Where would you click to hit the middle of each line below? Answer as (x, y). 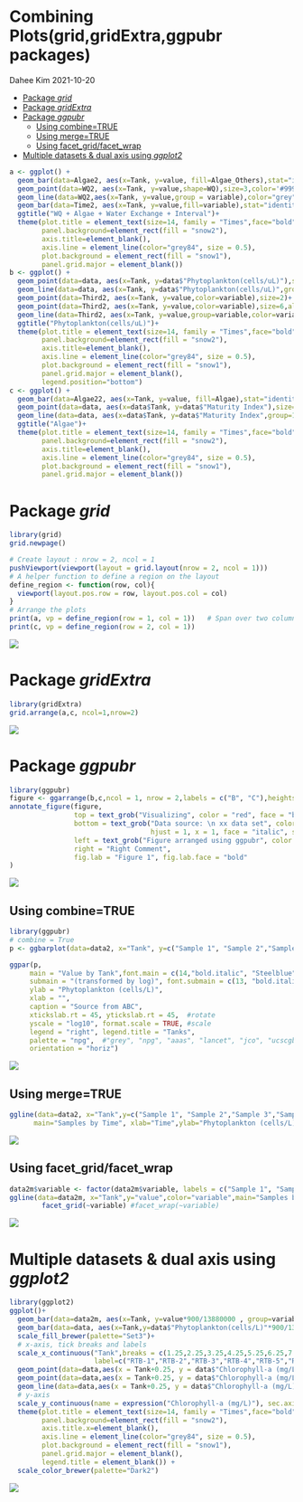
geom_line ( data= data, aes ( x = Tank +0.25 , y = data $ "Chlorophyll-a (143, 1386)
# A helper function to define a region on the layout (115, 576)
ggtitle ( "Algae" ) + (52, 424)
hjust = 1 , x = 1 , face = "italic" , (219, 832)
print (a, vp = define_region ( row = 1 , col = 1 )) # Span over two (139, 619)
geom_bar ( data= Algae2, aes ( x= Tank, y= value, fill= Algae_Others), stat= (153, 180)
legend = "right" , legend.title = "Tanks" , (112, 1032)
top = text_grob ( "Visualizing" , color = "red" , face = (179, 816)
